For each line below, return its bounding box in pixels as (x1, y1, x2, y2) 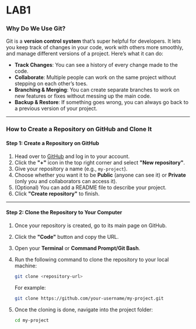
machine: (14, 262, 37, 269)
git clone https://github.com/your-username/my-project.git (14, 295, 164, 301)
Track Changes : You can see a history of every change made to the (14, 61, 178, 68)
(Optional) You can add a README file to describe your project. (14, 184, 167, 191)
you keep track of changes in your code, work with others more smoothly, (6, 44, 184, 51)
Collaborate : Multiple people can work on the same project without (14, 74, 176, 81)
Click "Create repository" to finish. (14, 190, 100, 197)
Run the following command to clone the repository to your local (14, 256, 169, 263)
